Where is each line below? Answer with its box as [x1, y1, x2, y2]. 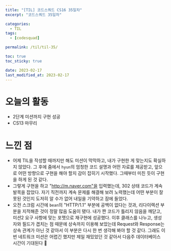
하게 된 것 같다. [18, 176, 48, 183]
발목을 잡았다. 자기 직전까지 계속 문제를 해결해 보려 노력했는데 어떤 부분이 [12, 189, 158, 196]
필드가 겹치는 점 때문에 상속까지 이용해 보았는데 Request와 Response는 [22, 221, 165, 227]
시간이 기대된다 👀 [12, 240, 47, 246]
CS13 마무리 [12, 120, 37, 126]
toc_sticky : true [5, 58, 42, 64]
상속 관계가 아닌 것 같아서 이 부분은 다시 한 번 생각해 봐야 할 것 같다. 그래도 [12, 227, 160, 234]
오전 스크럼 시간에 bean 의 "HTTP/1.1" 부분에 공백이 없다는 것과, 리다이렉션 [12, 202, 159, 208]
